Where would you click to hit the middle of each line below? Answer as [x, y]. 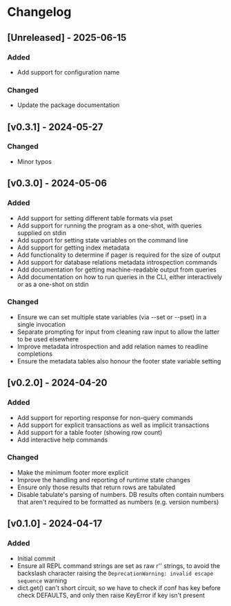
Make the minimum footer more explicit [73, 472]
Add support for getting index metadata [73, 247]
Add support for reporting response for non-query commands [105, 417]
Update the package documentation [68, 105]
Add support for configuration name [68, 72]
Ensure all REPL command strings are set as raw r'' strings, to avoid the [119, 566]
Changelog [39, 12]
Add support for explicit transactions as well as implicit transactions [113, 425]
